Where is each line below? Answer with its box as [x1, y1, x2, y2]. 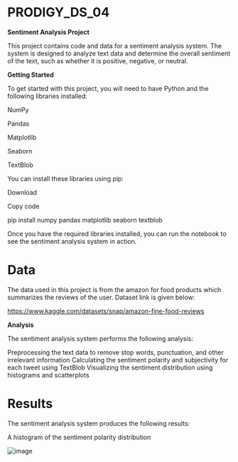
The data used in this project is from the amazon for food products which [7, 285, 222, 294]
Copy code [7, 202, 40, 210]
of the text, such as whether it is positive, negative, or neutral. [7, 56, 188, 65]
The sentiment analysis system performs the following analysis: [7, 334, 193, 343]
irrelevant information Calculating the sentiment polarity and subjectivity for [7, 355, 229, 364]
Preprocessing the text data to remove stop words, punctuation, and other [7, 348, 224, 356]
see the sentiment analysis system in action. [7, 237, 137, 245]
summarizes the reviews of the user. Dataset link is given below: [7, 293, 195, 301]
